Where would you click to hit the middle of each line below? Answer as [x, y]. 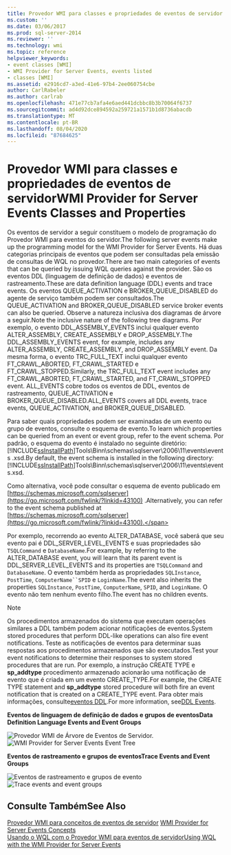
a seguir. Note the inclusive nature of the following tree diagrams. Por [104, 320]
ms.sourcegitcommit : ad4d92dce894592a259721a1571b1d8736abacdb [100, 110]
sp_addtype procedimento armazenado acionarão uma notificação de [107, 672]
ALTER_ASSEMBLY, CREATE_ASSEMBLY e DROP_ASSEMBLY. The [100, 335]
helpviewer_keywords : [38, 59]
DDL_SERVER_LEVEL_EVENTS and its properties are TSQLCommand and [105, 565]
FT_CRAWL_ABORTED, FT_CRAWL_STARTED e [73, 364]
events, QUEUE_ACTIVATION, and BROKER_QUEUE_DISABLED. [96, 408]
